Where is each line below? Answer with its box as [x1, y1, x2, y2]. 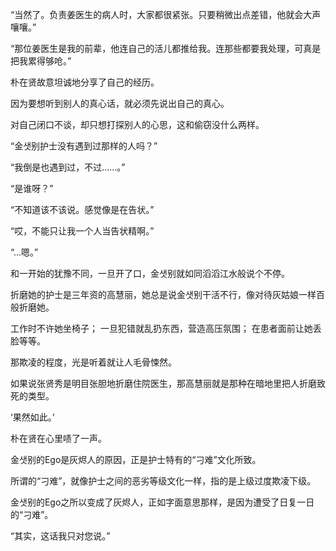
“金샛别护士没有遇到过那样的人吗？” [10, 140, 158, 152]
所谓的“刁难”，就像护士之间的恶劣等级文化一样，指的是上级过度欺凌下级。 [10, 475, 317, 487]
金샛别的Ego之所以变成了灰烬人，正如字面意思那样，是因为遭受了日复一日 [10, 496, 315, 508]
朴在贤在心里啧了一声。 [10, 433, 107, 444]
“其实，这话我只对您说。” [10, 530, 111, 542]
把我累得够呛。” [10, 55, 72, 67]
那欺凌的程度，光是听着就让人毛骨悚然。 [10, 356, 177, 368]
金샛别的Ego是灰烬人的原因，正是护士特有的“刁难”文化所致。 [10, 454, 262, 465]
